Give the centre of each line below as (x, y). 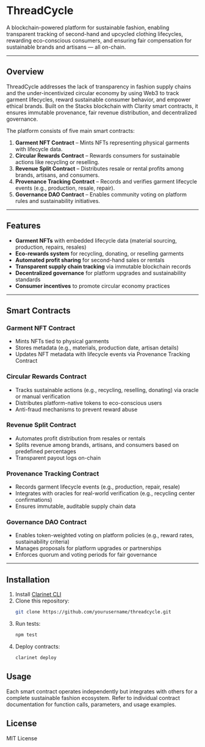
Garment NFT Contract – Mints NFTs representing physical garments (102, 142)
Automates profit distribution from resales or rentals (80, 438)
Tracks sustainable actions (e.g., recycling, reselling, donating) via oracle (107, 390)
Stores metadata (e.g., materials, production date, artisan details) (97, 348)
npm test (26, 635)
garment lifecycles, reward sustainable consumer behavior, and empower (99, 99)
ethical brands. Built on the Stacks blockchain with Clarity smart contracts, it (102, 106)
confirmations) (34, 500)
